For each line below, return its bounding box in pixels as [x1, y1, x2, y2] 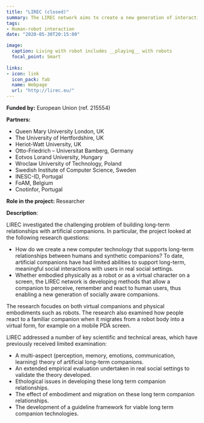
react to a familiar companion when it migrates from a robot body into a [6, 316, 185, 322]
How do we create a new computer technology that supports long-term [15, 246, 194, 252]
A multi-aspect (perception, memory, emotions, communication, [15, 352, 175, 359]
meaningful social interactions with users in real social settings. [15, 265, 174, 272]
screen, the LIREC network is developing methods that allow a [15, 278, 171, 285]
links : [6, 65, 23, 71]
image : [6, 42, 23, 49]
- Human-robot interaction [6, 25, 75, 32]
